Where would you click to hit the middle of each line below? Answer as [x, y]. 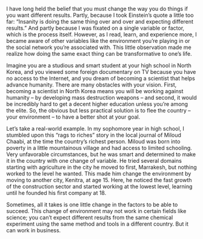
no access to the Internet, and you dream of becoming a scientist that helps [101, 78]
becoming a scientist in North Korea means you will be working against [95, 91]
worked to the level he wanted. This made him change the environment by [99, 174]
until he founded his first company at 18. [56, 193]
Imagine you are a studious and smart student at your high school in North [99, 65]
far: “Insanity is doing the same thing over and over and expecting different [100, 21]
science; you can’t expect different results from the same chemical [90, 218]
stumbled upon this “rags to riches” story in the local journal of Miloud [94, 135]
